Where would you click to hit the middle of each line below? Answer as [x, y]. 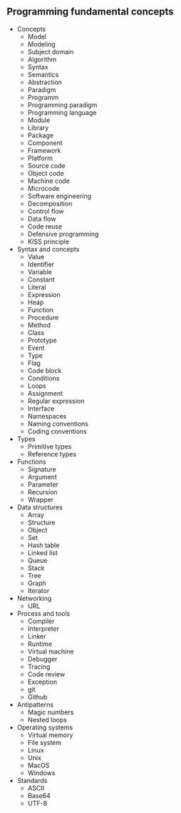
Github [37, 697]
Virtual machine [51, 651]
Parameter [43, 484]
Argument [42, 477]
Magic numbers [51, 712]
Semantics [43, 74]
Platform [40, 158]
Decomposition [50, 204]
